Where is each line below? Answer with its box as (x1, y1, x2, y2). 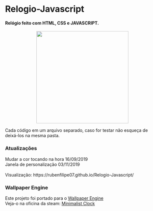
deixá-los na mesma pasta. (5, 133, 60, 139)
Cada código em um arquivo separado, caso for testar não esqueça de (5, 127, 148, 133)
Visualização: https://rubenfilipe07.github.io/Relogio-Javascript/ (5, 172, 134, 178)
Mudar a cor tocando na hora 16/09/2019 (5, 156, 88, 162)
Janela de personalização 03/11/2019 (5, 161, 80, 167)
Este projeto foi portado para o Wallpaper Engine (5, 195, 104, 201)
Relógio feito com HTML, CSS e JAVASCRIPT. (5, 20, 99, 26)
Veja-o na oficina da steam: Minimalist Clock (5, 200, 95, 206)
